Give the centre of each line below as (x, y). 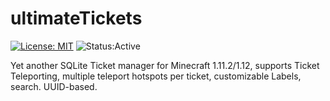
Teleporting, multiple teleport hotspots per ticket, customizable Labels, (156, 76)
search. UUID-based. (54, 86)
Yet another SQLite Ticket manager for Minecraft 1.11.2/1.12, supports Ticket (165, 65)
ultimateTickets (76, 18)
